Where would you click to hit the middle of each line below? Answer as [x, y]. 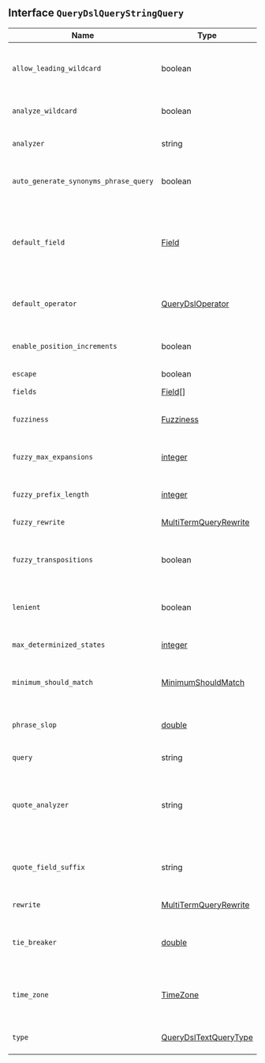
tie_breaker [35, 942]
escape [24, 374]
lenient [26, 607]
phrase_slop [35, 724]
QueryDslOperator [195, 304]
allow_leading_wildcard [57, 68]
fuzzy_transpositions [52, 560]
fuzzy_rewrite [39, 522]
